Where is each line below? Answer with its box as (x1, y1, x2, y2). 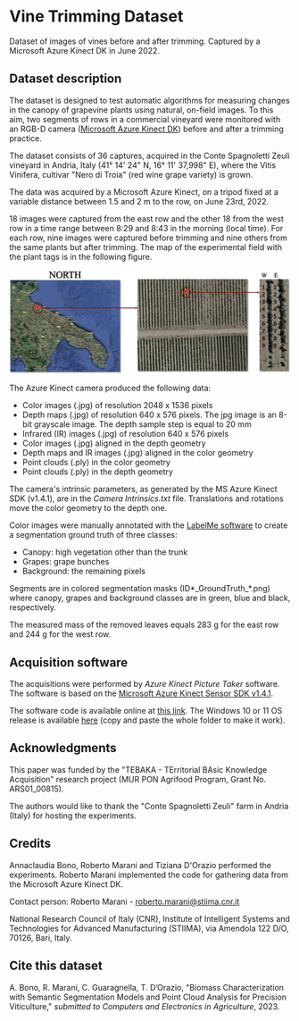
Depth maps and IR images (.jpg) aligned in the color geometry (21, 448, 253, 458)
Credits (9, 836, 52, 851)
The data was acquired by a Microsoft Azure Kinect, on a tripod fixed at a (9, 186, 279, 197)
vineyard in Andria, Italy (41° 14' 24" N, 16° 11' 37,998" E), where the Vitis (9, 159, 277, 171)
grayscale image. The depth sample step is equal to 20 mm (34, 419, 252, 430)
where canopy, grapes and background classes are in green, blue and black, (9, 592, 291, 604)
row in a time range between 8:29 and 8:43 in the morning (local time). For (9, 222, 284, 233)
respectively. (9, 602, 56, 613)
